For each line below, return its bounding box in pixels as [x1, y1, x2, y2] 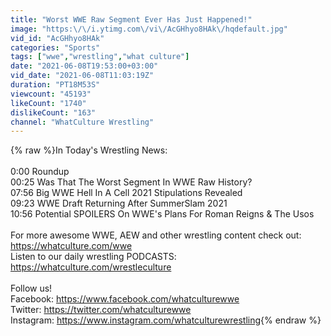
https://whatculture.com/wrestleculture [10, 261, 172, 273]
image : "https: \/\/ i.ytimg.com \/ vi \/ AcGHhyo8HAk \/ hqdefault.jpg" [10, 24, 288, 34]
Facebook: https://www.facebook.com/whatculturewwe [10, 293, 240, 305]
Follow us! [10, 282, 53, 295]
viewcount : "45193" [10, 89, 92, 99]
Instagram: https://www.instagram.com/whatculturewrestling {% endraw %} [10, 314, 322, 326]
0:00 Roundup [10, 166, 70, 178]
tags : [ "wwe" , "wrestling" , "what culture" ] [10, 52, 190, 62]
